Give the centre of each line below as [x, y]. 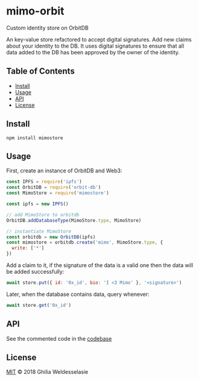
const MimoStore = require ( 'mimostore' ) [58, 193]
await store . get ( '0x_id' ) [39, 305]
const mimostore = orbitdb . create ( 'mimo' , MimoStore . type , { [85, 242]
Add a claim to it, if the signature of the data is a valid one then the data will [100, 265]
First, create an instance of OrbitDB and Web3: [64, 171]
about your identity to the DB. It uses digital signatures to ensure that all [95, 46]
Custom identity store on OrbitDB [47, 28]
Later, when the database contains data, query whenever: [78, 294]
